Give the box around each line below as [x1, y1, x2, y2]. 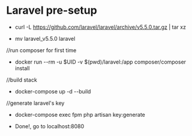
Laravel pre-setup [6, 4, 97, 17]
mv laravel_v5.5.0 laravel [14, 35, 76, 42]
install [14, 64, 30, 72]
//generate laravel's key [6, 99, 65, 107]
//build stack [6, 76, 37, 83]
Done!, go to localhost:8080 [14, 122, 85, 129]
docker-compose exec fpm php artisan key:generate [14, 111, 146, 118]
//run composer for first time [6, 46, 77, 54]
